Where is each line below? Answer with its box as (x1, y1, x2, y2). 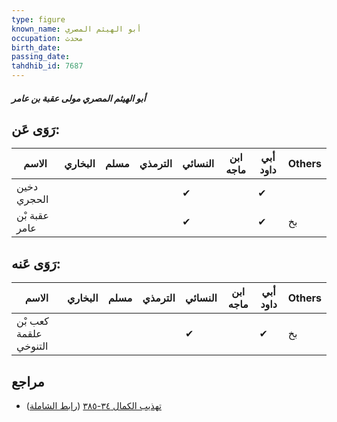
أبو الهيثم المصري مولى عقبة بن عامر (11, 92, 146, 104)
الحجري (16, 192, 49, 206)
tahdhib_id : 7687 (11, 61, 84, 71)
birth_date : (11, 42, 61, 53)
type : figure (11, 14, 66, 25)
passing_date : (11, 52, 71, 62)
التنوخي (16, 339, 49, 353)
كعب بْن (16, 314, 49, 328)
